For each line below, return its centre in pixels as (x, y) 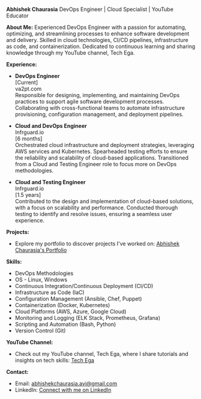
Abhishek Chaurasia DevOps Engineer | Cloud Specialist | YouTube (90, 9)
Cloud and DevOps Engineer (51, 126)
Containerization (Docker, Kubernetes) (62, 305)
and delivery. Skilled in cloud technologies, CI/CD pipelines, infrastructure (97, 40)
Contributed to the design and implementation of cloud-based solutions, (104, 201)
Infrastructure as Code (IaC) (50, 292)
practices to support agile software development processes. (89, 101)
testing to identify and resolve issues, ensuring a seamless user (94, 214)
